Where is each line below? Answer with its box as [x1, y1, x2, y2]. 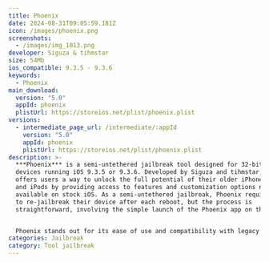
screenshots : [8, 34, 52, 42]
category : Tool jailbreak [8, 242, 94, 250]
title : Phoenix [8, 11, 59, 20]
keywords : [8, 71, 42, 79]
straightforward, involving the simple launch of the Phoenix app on [15, 205, 252, 213]
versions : [8, 116, 42, 124]
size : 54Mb [8, 57, 45, 65]
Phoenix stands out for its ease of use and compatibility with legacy [15, 227, 260, 235]
